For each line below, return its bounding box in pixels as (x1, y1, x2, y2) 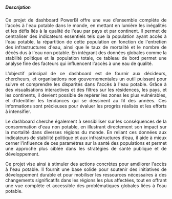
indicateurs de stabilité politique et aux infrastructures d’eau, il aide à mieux (5, 135, 167, 141)
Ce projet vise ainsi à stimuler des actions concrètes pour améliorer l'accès (5, 161, 167, 167)
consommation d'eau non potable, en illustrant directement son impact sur (5, 123, 167, 130)
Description (5, 4, 31, 10)
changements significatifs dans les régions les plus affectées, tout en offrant (5, 177, 167, 183)
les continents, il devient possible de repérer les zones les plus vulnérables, (5, 92, 167, 98)
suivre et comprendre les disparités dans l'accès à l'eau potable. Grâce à (5, 81, 167, 87)
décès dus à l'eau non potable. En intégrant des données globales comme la (5, 49, 167, 56)
